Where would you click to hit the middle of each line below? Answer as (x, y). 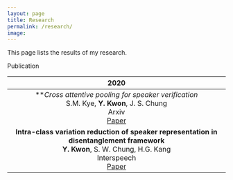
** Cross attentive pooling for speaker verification (116, 95)
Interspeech (116, 158)
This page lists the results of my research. (67, 53)
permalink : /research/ (40, 26)
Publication (23, 66)
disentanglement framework (116, 141)
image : (17, 33)
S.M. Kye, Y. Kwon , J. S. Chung (116, 103)
